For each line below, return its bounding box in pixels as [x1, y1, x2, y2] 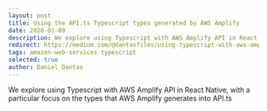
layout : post [8, 11, 52, 20]
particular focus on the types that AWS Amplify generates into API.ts [8, 93, 232, 103]
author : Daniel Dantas [8, 63, 83, 71]
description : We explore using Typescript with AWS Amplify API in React [8, 33, 258, 42]
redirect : [8, 41, 41, 49]
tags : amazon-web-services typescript [8, 48, 137, 56]
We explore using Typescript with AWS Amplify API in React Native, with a [8, 85, 250, 94]
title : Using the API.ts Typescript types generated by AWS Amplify [8, 19, 240, 27]
